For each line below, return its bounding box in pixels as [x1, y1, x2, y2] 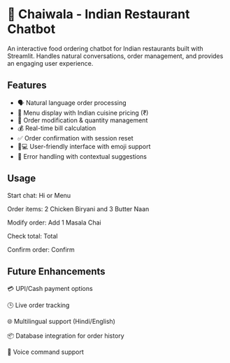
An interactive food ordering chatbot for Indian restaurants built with [7, 44, 204, 52]
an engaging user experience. [7, 59, 94, 67]
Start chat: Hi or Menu [7, 191, 71, 199]
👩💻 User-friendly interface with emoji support [17, 142, 151, 150]
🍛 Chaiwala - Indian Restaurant [7, 6, 190, 22]
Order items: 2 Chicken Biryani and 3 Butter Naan [7, 204, 150, 213]
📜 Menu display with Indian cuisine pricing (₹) [17, 108, 149, 117]
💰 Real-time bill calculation [17, 124, 96, 132]
